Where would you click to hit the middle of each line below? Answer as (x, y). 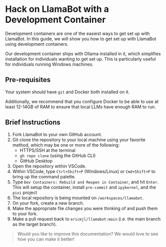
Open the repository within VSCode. (49, 166)
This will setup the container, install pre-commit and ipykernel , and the (84, 187)
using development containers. (37, 44)
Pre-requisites (28, 80)
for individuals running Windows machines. (49, 64)
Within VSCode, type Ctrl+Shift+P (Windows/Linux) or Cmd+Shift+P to (84, 171)
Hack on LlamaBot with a (57, 9)
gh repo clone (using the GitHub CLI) (58, 156)
